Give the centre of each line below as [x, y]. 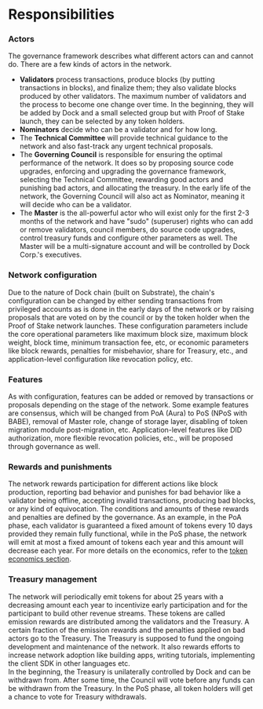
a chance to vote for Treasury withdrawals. [77, 696]
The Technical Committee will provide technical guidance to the [124, 138]
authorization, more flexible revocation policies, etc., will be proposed [121, 438]
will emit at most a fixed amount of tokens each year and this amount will [126, 543]
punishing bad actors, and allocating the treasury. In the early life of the [135, 188]
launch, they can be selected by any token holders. [102, 121]
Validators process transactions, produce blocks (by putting [117, 79]
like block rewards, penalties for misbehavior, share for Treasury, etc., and [128, 350]
